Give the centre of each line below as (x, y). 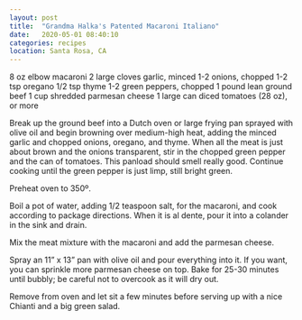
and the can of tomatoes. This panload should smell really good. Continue (146, 161)
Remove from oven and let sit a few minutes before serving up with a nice (146, 297)
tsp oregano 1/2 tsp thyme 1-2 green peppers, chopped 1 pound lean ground (151, 87)
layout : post (34, 18)
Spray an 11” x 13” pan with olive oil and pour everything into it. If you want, (149, 260)
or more (24, 105)
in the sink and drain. (48, 225)
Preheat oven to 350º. (50, 188)
